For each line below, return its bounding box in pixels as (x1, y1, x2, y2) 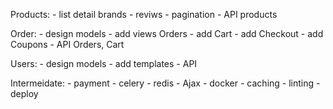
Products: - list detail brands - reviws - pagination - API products (10, 9, 278, 20)
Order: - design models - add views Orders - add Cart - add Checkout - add (10, 28, 324, 39)
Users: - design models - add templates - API (10, 58, 198, 69)
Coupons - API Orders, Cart (10, 39, 125, 50)
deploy (10, 88, 39, 99)
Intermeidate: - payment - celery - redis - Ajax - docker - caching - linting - (10, 77, 321, 89)
